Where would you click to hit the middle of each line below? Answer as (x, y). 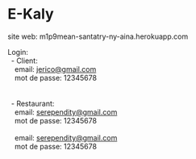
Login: (18, 52)
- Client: (24, 61)
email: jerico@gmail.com (56, 69)
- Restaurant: (33, 103)
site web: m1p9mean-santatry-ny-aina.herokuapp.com (98, 36)
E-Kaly (31, 14)
